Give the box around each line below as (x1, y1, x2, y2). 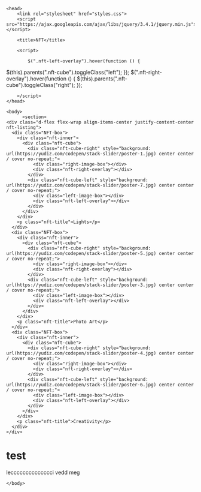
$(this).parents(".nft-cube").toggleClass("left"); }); (6, 69, 130, 76)
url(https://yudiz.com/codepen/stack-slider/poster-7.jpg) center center (6, 182, 194, 188)
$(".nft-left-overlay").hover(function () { (28, 58, 141, 64)
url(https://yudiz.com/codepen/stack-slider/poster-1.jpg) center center (6, 151, 194, 157)
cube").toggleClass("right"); (6, 82, 76, 88)
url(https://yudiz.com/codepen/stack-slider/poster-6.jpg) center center (6, 382, 194, 388)
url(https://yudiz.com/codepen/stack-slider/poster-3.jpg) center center (6, 282, 194, 288)
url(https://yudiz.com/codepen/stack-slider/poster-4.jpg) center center (6, 350, 194, 356)
